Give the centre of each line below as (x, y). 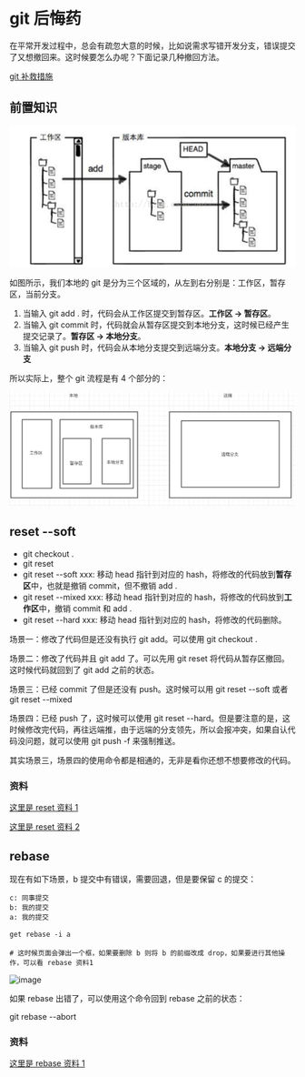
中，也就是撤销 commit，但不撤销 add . (104, 585)
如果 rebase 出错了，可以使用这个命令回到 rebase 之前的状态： (127, 998)
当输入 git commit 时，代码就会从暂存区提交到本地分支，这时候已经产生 (156, 325)
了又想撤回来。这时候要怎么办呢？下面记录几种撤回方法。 (117, 56)
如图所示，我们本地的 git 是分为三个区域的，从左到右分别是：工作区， (140, 282)
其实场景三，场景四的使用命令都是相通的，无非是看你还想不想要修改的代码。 (152, 760)
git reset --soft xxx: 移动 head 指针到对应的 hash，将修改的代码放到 (149, 574)
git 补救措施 (31, 76)
